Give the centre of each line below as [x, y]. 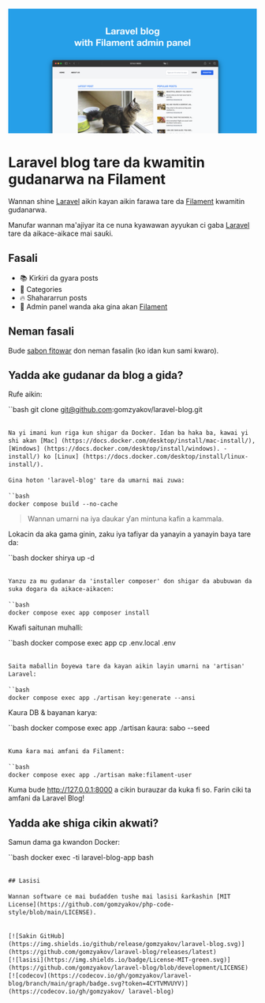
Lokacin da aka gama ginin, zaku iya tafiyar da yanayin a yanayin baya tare [129, 534]
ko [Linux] [61, 457]
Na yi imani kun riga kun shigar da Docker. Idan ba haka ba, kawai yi [128, 433]
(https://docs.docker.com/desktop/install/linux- [165, 457]
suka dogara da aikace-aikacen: [61, 589]
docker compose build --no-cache [63, 504]
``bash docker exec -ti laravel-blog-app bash [81, 857]
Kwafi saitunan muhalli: [46, 628]
